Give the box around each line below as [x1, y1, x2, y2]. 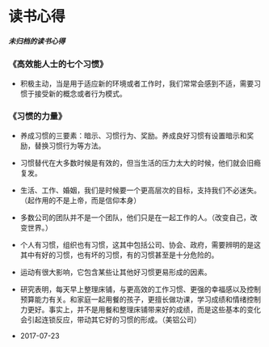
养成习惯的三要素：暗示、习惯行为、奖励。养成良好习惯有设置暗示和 [19, 130, 247, 140]
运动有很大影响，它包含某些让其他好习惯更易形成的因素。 [19, 267, 212, 277]
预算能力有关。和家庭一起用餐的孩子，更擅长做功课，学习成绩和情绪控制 [19, 294, 261, 304]
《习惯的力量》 [8, 111, 67, 122]
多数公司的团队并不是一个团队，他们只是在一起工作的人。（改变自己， [19, 212, 250, 222]
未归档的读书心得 [8, 36, 65, 45]
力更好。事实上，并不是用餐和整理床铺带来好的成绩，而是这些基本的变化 [19, 304, 261, 314]
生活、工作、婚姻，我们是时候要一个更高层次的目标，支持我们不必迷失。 [19, 185, 261, 195]
